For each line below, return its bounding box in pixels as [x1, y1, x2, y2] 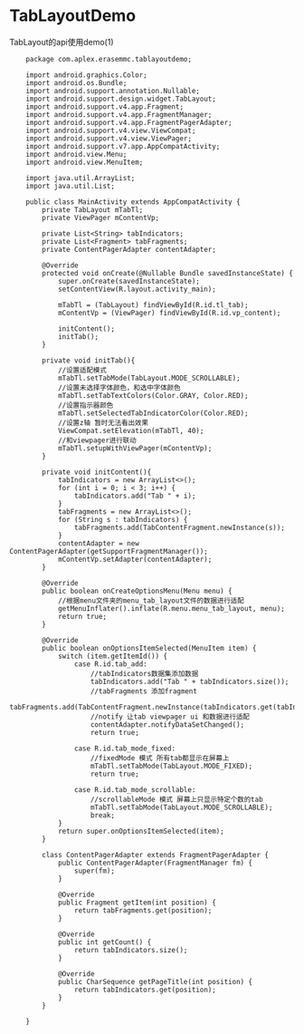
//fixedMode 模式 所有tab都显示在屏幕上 [90, 753, 230, 762]
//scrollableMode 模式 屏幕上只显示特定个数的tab [90, 795, 264, 804]
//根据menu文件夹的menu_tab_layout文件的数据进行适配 [57, 595, 244, 605]
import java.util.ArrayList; [25, 173, 136, 182]
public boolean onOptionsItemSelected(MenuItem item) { [42, 643, 257, 652]
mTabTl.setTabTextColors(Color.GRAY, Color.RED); [57, 391, 249, 400]
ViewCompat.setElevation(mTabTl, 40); [57, 426, 204, 435]
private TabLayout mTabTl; [42, 205, 144, 214]
